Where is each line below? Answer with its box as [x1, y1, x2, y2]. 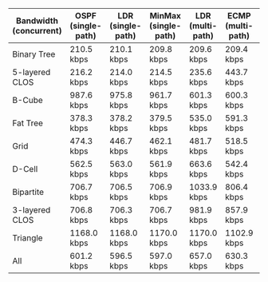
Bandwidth [15, 15, 58, 26]
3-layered [12, 205, 51, 215]
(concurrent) [12, 26, 62, 36]
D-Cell [12, 164, 38, 174]
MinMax [149, 10, 182, 21]
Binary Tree [12, 49, 56, 59]
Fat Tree [12, 117, 44, 129]
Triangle [12, 232, 43, 243]
